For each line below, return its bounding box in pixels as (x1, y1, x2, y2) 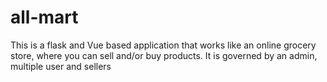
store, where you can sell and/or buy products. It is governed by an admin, (10, 49, 318, 61)
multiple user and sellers (10, 60, 112, 72)
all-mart (10, 6, 79, 29)
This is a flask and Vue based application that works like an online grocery (10, 39, 317, 51)
